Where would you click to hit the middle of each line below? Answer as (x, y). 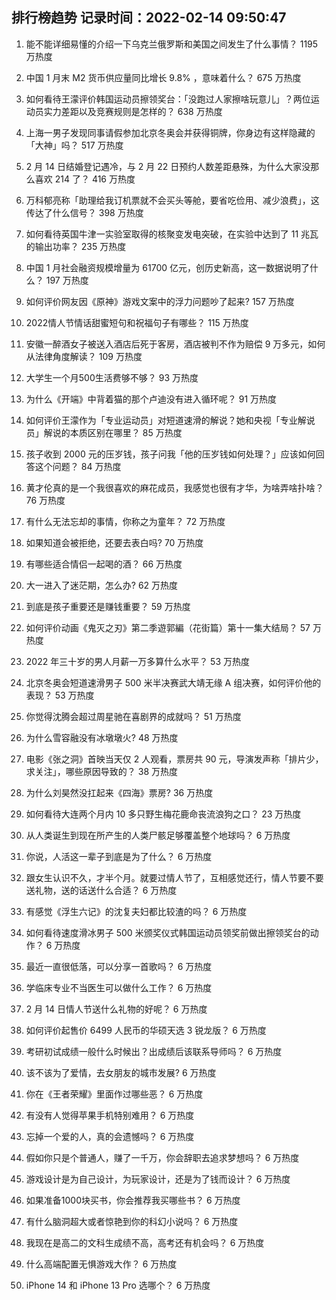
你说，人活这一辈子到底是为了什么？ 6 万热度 (119, 856)
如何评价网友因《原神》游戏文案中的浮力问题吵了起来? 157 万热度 (160, 301)
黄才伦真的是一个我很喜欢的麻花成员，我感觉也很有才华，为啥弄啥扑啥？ (174, 487)
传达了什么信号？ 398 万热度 (84, 212)
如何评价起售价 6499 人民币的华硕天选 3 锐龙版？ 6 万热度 (146, 1030)
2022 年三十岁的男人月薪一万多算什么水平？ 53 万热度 (138, 661)
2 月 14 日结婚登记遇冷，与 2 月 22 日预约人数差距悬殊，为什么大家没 (168, 166)
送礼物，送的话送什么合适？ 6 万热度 (101, 890)
